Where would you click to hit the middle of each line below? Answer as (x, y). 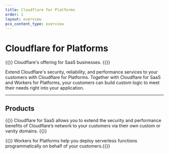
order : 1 (14, 14)
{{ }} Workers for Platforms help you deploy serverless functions (71, 141)
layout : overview (23, 19)
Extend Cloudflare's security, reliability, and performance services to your (82, 72)
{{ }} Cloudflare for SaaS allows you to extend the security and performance (83, 120)
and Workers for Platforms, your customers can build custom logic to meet (82, 82)
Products (20, 108)
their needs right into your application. (45, 88)
